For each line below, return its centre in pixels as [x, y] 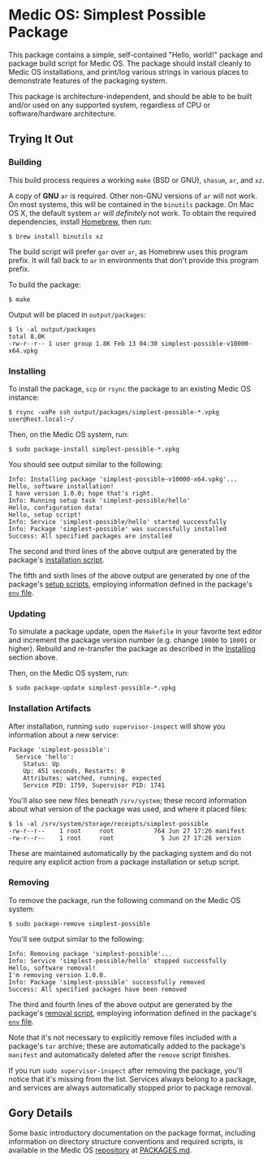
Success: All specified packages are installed [91, 536]
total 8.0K [27, 336]
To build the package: [45, 284]
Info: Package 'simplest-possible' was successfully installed [118, 529]
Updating [27, 613]
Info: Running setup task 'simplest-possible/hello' [99, 500]
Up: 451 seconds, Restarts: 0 [74, 771]
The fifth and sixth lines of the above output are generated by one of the [129, 575]
